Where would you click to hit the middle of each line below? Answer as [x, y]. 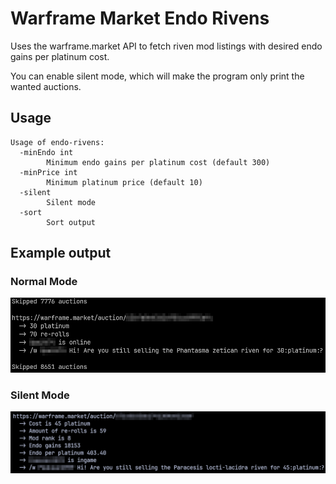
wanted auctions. [46, 86]
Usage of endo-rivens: [57, 142]
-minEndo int [46, 152]
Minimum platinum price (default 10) [124, 182]
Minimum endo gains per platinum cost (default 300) [158, 162]
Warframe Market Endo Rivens [140, 18]
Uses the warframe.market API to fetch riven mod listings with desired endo [166, 46]
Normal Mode [44, 282]
